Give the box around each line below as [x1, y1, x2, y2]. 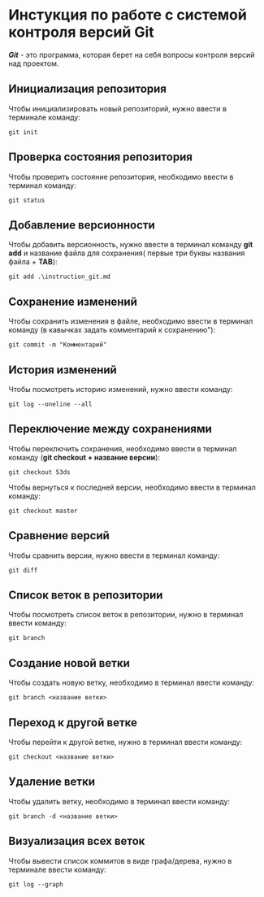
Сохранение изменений [8, 294, 138, 308]
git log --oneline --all [8, 400, 93, 408]
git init [8, 128, 38, 136]
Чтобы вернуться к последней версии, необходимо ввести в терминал [8, 482, 256, 492]
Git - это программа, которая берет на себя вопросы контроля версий [8, 50, 255, 59]
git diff [8, 566, 38, 574]
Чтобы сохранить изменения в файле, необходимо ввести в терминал [8, 316, 253, 326]
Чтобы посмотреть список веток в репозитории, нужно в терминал [8, 610, 244, 620]
